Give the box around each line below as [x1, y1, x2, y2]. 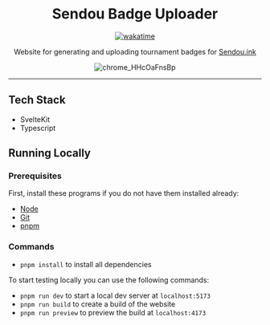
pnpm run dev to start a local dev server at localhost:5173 [19, 290, 211, 300]
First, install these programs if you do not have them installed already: [8, 189, 239, 198]
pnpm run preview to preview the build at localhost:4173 [19, 307, 207, 317]
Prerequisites [8, 170, 62, 181]
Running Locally [8, 146, 91, 160]
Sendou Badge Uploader [51, 5, 219, 23]
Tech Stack [8, 93, 66, 107]
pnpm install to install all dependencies [19, 259, 152, 269]
